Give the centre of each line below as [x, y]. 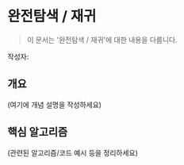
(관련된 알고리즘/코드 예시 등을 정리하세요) [73, 152]
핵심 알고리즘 [38, 132]
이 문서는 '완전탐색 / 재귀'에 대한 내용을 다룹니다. [102, 40]
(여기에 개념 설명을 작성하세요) [55, 105]
